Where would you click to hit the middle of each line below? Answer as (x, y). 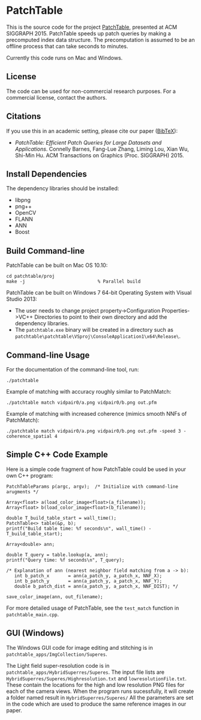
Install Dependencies (46, 174)
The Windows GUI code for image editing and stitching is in (79, 647)
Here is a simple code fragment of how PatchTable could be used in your (96, 469)
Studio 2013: (22, 299)
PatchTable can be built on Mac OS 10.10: (57, 265)
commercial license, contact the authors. (57, 97)
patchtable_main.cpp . (33, 614)
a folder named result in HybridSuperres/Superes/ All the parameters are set (100, 697)
